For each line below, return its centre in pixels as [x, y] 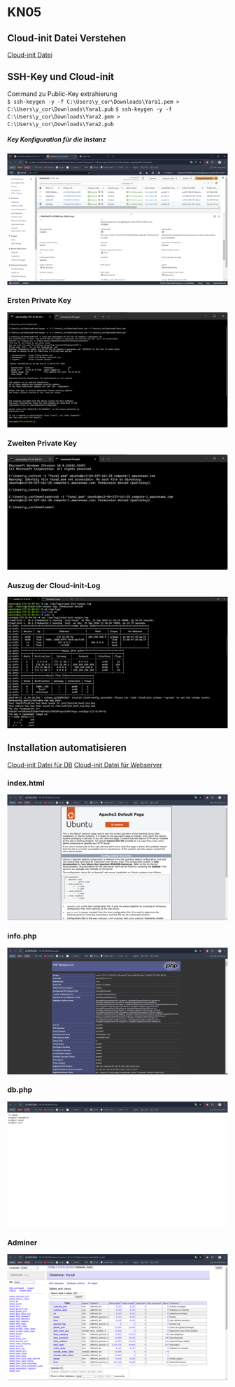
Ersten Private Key [40, 301]
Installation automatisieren [67, 748]
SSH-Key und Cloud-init [60, 77]
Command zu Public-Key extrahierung [62, 94]
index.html [26, 783]
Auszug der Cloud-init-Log [54, 585]
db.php [20, 1090]
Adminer [22, 1243]
